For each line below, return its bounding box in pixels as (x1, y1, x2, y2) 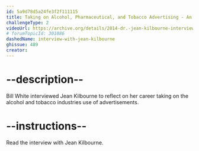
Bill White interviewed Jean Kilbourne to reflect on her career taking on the (6, 92, 188, 99)
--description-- (6, 72, 84, 86)
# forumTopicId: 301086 (6, 31, 65, 37)
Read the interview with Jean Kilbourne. (6, 139, 104, 146)
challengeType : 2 (6, 20, 49, 25)
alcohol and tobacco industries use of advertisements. (6, 98, 139, 105)
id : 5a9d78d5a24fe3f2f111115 (6, 8, 78, 15)
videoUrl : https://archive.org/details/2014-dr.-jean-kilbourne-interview (6, 25, 195, 31)
